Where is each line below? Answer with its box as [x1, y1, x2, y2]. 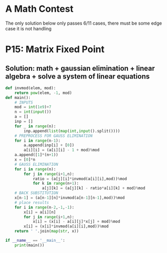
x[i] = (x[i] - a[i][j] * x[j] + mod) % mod [32, 219, 120, 224]
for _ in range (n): [14, 124, 56, 129]
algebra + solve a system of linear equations [5, 72, 150, 81]
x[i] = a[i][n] [24, 209, 56, 215]
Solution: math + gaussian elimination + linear [5, 64, 155, 72]
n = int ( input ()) [14, 109, 52, 114]
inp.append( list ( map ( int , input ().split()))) [24, 128, 120, 133]
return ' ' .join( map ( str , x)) [14, 229, 79, 234]
